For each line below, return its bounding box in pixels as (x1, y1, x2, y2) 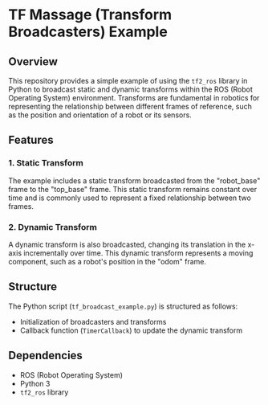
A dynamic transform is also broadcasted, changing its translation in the (8, 239, 246, 249)
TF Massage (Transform (8, 6, 173, 24)
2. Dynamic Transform (8, 221, 98, 232)
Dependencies (8, 349, 83, 362)
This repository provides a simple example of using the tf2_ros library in (8, 76, 248, 85)
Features (8, 133, 54, 147)
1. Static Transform (8, 157, 84, 169)
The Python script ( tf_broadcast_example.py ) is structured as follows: (8, 301, 238, 311)
